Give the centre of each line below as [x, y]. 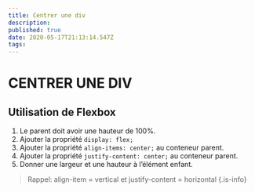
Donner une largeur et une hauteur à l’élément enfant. [106, 165]
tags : [17, 45]
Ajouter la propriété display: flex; [76, 139]
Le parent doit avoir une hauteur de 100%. [87, 131]
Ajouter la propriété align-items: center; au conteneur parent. [122, 148]
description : [29, 23]
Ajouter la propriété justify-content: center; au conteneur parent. [129, 156]
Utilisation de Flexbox [62, 112]
